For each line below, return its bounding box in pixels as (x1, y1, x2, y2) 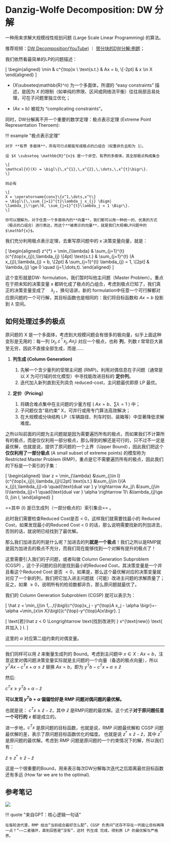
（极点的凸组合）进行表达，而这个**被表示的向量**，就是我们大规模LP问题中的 (5, 223, 147, 228)
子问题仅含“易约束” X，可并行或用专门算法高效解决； (20, 407, 131, 413)
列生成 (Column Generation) (12, 356, 72, 362)
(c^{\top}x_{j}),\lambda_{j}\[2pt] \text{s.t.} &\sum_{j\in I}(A (5, 478, 126, 484)
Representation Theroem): (5, 122, 60, 128)
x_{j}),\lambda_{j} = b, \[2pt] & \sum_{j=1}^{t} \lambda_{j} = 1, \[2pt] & (5, 259, 150, 265)
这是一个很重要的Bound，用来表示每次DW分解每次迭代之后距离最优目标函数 (5, 765, 164, 771)
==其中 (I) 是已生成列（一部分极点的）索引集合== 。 (5, 505, 114, 511)
